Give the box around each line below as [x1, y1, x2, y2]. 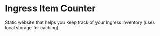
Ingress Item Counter [5, 3, 96, 14]
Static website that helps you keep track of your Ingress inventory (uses [5, 19, 155, 25]
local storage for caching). [5, 24, 60, 30]
